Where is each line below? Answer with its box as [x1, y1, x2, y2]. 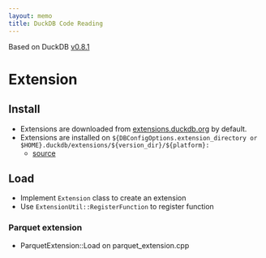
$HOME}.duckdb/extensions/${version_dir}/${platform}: [19, 141, 210, 149]
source [32, 148, 56, 158]
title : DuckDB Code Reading [8, 19, 104, 28]
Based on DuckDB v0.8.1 [8, 41, 90, 51]
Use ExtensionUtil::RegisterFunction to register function [19, 202, 215, 212]
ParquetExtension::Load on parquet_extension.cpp [19, 240, 190, 250]
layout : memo [8, 11, 53, 20]
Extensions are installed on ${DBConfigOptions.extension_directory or [19, 132, 258, 142]
